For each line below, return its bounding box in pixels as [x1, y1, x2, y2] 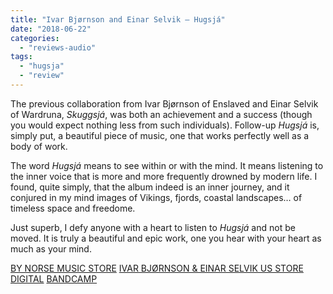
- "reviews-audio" [19, 42, 97, 53]
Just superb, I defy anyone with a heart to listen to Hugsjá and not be [10, 221, 296, 233]
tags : [10, 52, 33, 62]
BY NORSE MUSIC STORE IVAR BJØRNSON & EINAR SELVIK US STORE [10, 262, 304, 274]
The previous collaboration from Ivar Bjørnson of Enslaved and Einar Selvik [10, 97, 319, 110]
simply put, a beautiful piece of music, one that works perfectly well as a [10, 129, 310, 141]
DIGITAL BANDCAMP [10, 272, 98, 285]
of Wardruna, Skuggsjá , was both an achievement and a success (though [10, 108, 313, 120]
